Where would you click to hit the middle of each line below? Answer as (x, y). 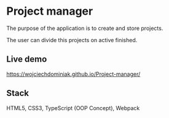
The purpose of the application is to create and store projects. (85, 28)
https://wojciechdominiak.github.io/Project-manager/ (73, 74)
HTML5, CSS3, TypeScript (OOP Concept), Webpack (73, 108)
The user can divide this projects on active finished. (72, 40)
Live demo (27, 59)
